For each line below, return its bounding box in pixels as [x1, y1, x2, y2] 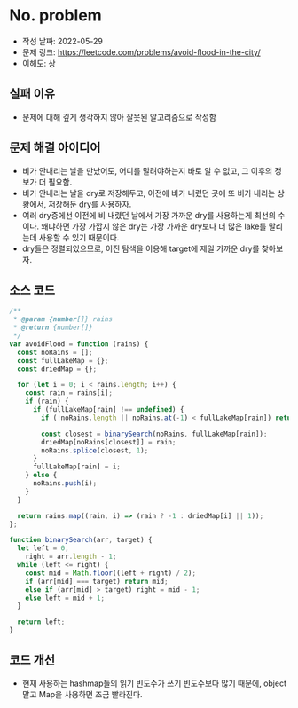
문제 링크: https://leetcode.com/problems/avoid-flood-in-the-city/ [21, 46, 261, 58]
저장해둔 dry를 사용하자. [48, 199, 132, 209]
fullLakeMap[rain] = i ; [32, 462, 122, 471]
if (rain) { [25, 397, 69, 406]
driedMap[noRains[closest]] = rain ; [41, 437, 176, 446]
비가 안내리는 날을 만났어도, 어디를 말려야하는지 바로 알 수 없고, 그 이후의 [21, 165, 273, 176]
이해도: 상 [21, 58, 56, 68]
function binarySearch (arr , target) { [9, 536, 153, 545]
